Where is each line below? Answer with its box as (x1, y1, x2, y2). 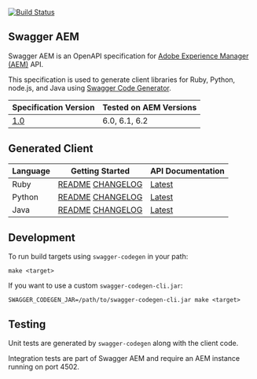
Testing (8, 318, 46, 331)
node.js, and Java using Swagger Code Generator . (8, 83, 171, 92)
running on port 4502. (8, 362, 80, 372)
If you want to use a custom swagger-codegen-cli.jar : (8, 281, 183, 291)
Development (8, 231, 76, 244)
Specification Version (12, 102, 95, 113)
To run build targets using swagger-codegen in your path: (8, 252, 189, 262)
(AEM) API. (8, 59, 44, 69)
